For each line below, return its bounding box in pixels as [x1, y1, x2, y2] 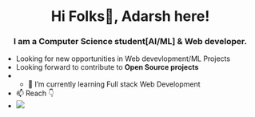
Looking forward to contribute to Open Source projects [15, 63, 199, 72]
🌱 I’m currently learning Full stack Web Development [27, 79, 201, 89]
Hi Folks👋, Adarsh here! [50, 7, 210, 26]
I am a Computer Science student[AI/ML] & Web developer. [13, 36, 248, 47]
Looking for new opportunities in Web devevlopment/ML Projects [15, 54, 230, 63]
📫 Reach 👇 [15, 88, 54, 99]
